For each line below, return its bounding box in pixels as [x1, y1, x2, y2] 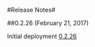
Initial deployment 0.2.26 [7, 32, 77, 40]
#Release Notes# [7, 6, 56, 14]
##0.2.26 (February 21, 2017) [7, 19, 89, 27]
